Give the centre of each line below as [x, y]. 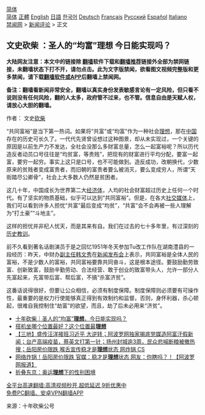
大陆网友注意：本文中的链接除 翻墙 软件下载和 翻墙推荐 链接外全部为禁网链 [98, 61]
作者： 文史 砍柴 [26, 118]
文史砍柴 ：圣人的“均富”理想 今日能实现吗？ [89, 46]
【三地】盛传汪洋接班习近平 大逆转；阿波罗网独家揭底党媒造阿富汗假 [101, 334]
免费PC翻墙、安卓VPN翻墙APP [45, 392]
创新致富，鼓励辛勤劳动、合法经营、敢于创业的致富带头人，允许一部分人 [108, 269]
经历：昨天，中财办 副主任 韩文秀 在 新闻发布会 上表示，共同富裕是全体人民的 [105, 254]
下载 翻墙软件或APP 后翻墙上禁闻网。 [78, 77]
